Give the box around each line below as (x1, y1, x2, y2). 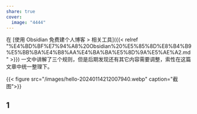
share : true (6, 8, 35, 15)
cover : (6, 14, 22, 20)
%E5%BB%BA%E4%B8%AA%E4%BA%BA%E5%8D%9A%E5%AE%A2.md (6, 49, 191, 56)
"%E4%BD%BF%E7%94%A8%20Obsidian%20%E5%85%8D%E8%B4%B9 (6, 43, 192, 50)
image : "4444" (11, 19, 46, 25)
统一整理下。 (21, 63, 53, 70)
